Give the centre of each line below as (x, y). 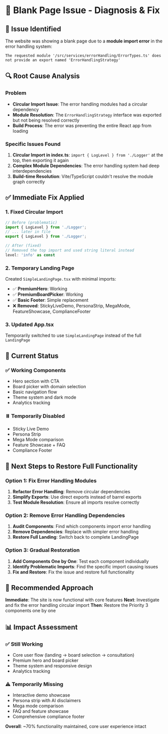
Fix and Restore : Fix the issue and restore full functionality (73, 572)
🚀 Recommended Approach (49, 588)
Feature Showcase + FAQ (39, 445)
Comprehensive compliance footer (48, 717)
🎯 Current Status (32, 356)
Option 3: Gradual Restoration (42, 550)
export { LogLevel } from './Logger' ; (46, 237)
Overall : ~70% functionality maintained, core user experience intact (76, 726)
